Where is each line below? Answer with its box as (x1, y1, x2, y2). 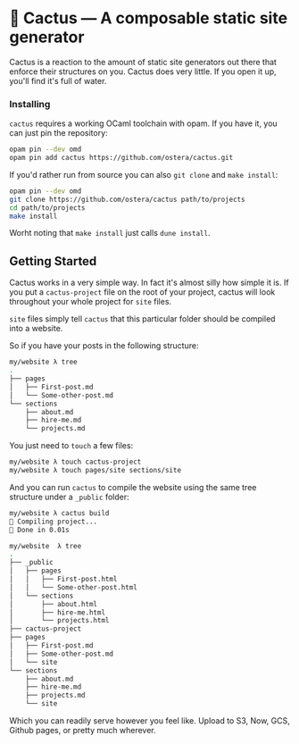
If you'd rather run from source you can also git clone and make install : (9, 169, 278, 180)
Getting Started (9, 254, 97, 269)
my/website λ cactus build (9, 508, 110, 517)
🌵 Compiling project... (9, 517, 98, 526)
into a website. (9, 323, 63, 334)
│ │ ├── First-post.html (9, 575, 118, 584)
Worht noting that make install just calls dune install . (9, 228, 211, 238)
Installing (9, 97, 51, 110)
